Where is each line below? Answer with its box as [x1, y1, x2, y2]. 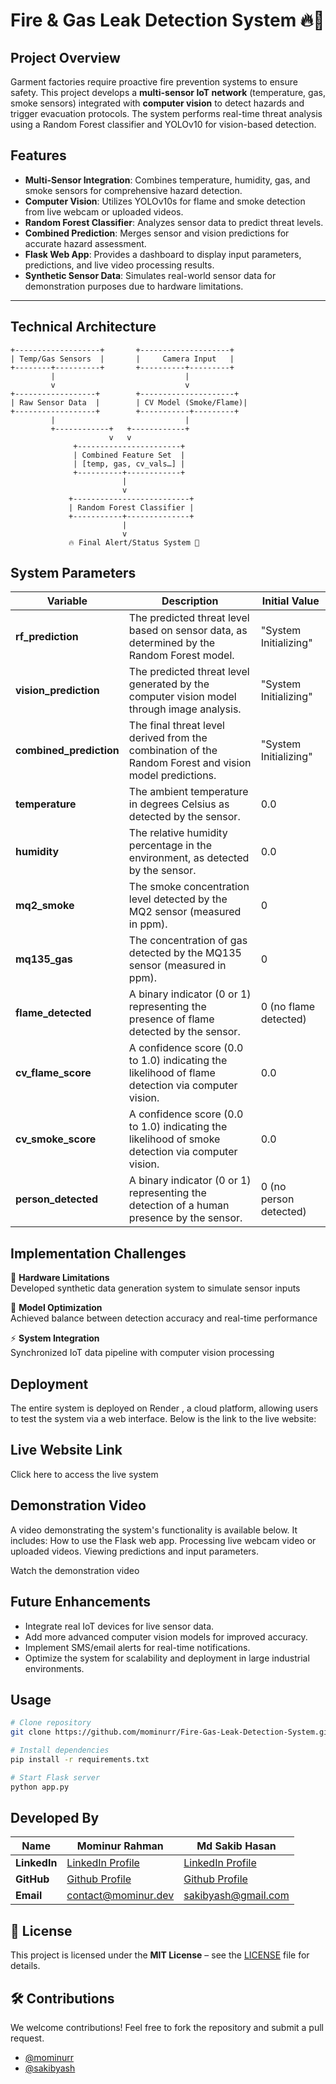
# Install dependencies [10, 1745, 110, 1756]
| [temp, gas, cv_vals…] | [73, 459, 186, 469]
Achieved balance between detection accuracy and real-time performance [10, 1312, 318, 1324]
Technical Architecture [10, 319, 157, 336]
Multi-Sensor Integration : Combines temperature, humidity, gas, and [24, 174, 311, 186]
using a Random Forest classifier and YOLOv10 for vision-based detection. [10, 119, 317, 130]
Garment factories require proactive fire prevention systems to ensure [10, 76, 298, 88]
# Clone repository [10, 1718, 92, 1728]
